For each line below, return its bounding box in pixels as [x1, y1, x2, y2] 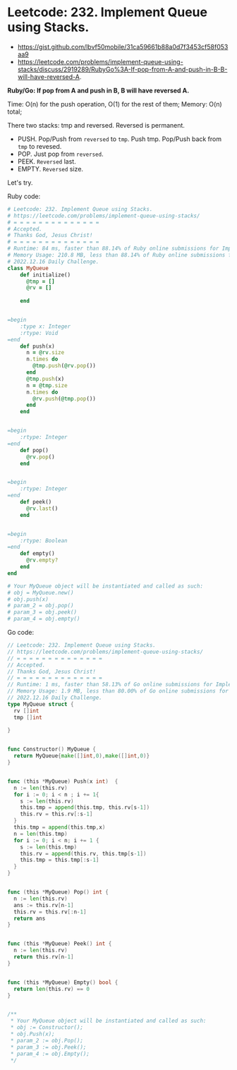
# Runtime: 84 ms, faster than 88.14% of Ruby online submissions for [7, 245, 219, 253]
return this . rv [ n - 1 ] [13, 954, 74, 961]
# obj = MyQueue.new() [7, 589, 74, 596]
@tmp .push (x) [25, 375, 65, 382]
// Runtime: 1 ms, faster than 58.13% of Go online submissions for [7, 681, 213, 688]
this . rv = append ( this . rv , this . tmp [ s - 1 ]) [20, 850, 147, 857]
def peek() [20, 499, 52, 506]
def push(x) [20, 343, 55, 350]
